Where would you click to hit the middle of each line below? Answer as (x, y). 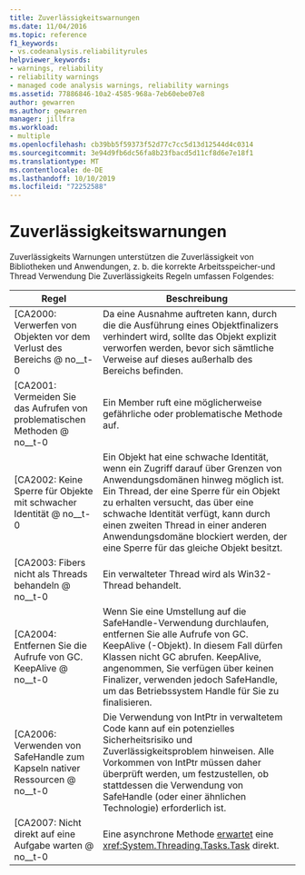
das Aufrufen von (51, 408)
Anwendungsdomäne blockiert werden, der (195, 537)
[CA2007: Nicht (48, 823)
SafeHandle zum (49, 757)
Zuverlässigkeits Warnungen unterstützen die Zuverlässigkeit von (132, 257)
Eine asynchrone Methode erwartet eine (188, 834)
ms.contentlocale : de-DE (56, 170)
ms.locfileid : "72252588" (58, 187)
